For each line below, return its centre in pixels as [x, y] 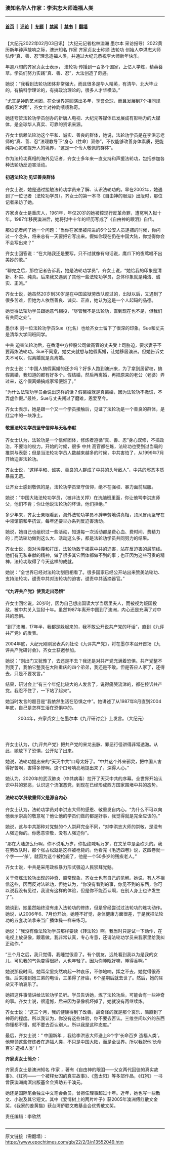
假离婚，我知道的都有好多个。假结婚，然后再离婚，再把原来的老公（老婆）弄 [85, 375]
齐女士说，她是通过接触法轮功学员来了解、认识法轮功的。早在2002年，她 [82, 189]
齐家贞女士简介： [23, 1059]
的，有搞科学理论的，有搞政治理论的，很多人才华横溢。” [63, 90]
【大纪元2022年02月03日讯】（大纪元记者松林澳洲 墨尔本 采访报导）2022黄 [84, 43]
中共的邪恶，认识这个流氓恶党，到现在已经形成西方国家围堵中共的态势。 [85, 785]
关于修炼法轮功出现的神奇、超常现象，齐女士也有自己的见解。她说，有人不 [83, 878]
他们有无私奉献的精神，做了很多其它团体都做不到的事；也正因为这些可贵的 [83, 555]
